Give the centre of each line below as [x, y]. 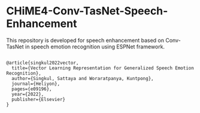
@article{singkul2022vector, [43, 63]
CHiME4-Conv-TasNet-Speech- [87, 11]
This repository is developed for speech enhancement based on [85, 40]
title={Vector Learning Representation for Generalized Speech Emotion [103, 68]
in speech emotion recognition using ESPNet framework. [95, 47]
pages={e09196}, [32, 89]
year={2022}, [28, 94]
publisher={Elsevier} [39, 99]
